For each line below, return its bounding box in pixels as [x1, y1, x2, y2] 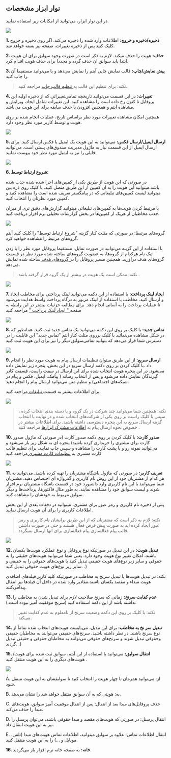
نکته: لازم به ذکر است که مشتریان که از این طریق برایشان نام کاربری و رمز [18, 517, 161, 523]
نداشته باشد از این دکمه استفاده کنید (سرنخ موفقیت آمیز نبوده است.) [6, 599, 136, 605]
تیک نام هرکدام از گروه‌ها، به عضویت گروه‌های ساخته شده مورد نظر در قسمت [6, 250, 153, 257]
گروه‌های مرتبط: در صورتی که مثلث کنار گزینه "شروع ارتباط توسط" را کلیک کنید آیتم [6, 230, 165, 236]
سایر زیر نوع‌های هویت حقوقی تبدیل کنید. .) [6, 563, 87, 569]
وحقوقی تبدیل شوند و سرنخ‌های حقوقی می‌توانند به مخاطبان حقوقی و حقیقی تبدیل [6, 635, 161, 641]
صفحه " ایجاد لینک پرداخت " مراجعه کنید [6, 307, 82, 313]
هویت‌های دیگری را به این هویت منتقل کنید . [6, 656, 88, 662]
